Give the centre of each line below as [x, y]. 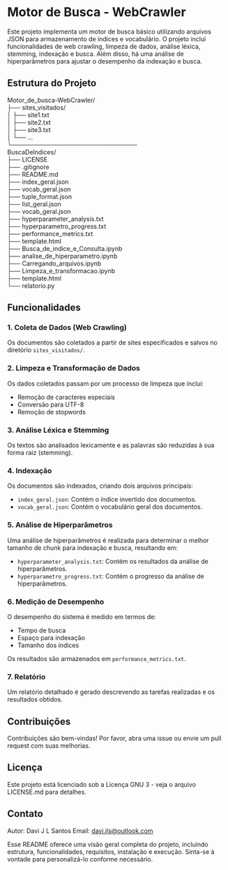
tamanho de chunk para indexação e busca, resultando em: [93, 548]
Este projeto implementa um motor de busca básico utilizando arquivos [109, 31]
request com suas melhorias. [49, 746]
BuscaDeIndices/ [32, 152]
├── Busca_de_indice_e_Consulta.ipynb [65, 248]
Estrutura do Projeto [52, 84]
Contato [25, 814]
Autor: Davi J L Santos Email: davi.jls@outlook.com [80, 831]
